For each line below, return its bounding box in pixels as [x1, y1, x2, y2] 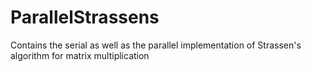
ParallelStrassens [10, 6, 160, 29]
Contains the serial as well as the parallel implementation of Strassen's [10, 39, 302, 51]
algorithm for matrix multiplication [10, 49, 150, 61]
